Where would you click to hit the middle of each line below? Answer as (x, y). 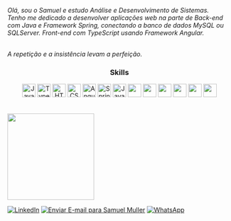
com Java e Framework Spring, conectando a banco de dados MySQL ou (116, 25)
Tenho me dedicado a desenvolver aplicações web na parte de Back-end (116, 18)
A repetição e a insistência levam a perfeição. (75, 54)
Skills (119, 72)
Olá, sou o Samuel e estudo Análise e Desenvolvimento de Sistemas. (108, 10)
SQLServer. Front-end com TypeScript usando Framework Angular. (106, 33)
